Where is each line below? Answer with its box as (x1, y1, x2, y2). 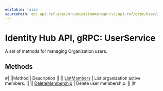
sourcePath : (5, 12, 29, 16)
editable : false (5, 7, 38, 12)
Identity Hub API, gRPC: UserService (5, 32, 156, 44)
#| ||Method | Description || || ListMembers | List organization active (5, 76, 141, 81)
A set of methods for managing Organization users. (5, 48, 108, 54)
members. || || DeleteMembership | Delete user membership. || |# (5, 80, 136, 86)
